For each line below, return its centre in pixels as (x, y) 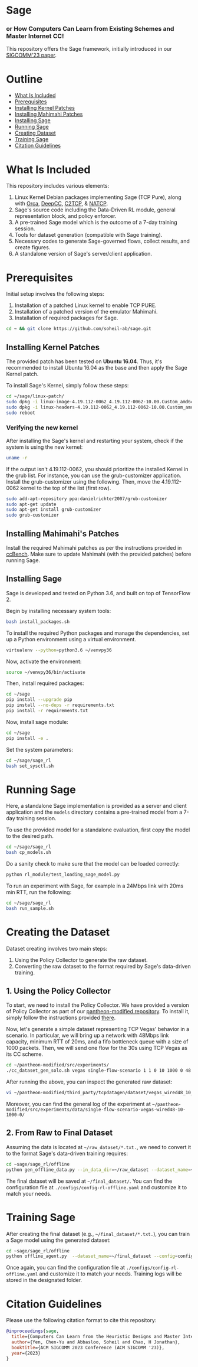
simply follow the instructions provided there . (61, 1018)
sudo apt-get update (32, 504)
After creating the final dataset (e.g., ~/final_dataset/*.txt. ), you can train (98, 1234)
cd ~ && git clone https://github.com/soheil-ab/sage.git (79, 329)
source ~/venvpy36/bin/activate (46, 672)
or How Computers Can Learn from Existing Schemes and (90, 29)
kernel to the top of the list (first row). (66, 488)
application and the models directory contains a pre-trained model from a (94, 812)
